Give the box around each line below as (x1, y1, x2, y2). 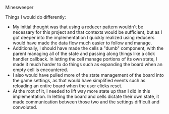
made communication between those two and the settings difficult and (12, 99, 160, 105)
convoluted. (12, 104, 38, 110)
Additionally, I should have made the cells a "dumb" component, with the (12, 45, 164, 51)
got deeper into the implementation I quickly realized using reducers (12, 35, 155, 40)
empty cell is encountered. (12, 67, 68, 73)
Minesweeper (5, 5, 34, 10)
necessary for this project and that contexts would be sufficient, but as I (12, 29, 162, 35)
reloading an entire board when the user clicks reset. (12, 83, 123, 89)
